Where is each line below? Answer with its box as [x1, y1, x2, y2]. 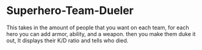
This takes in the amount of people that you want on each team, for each [6, 24, 189, 31]
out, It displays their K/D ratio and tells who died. [6, 37, 129, 44]
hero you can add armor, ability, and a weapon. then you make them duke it [6, 30, 196, 37]
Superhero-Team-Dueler [6, 4, 134, 18]
